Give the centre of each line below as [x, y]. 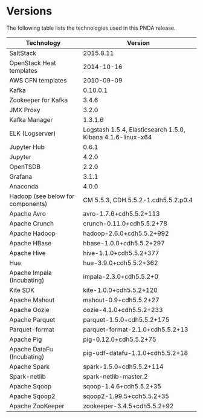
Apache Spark [30, 367]
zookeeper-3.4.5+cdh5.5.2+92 [128, 406]
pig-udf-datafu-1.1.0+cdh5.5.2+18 [136, 353]
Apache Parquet [32, 319]
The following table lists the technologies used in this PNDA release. [91, 28]
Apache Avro [28, 213]
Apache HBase [31, 243]
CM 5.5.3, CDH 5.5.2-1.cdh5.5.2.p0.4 [138, 200]
